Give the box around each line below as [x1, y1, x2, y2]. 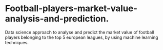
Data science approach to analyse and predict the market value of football [5, 29, 154, 35]
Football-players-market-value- [5, 3, 138, 14]
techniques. [5, 39, 29, 45]
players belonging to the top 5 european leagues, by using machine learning [5, 34, 159, 40]
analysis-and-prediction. [5, 13, 109, 24]
